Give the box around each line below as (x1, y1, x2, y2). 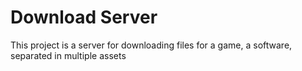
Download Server (10, 6, 158, 29)
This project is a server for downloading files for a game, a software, (10, 39, 293, 51)
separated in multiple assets (10, 49, 127, 61)
